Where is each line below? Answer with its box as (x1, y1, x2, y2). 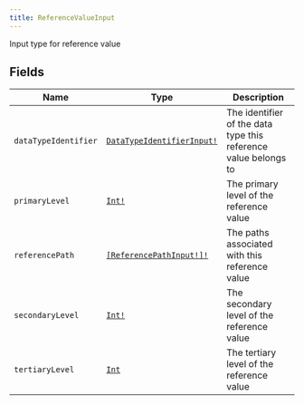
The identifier (225, 106, 283, 119)
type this (225, 129, 264, 141)
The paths (225, 227, 270, 239)
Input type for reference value (9, 38, 121, 49)
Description (232, 92, 285, 104)
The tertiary (225, 346, 277, 359)
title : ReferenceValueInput (9, 13, 116, 23)
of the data (225, 118, 273, 130)
